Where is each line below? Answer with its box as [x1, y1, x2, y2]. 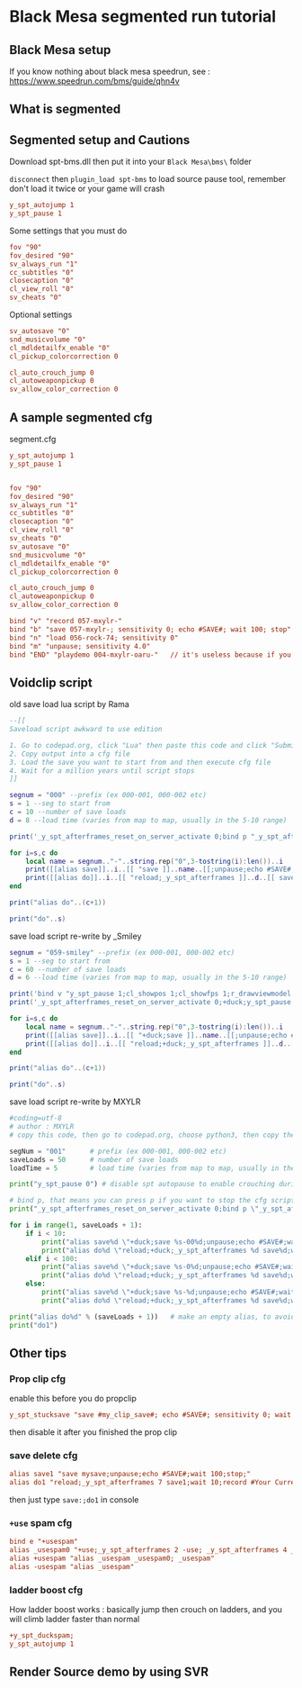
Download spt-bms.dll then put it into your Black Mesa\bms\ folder [9, 156, 252, 168]
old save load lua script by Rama [9, 699, 130, 710]
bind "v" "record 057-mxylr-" [9, 617, 123, 626]
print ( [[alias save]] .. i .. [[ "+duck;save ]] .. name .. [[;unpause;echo [25, 1030, 288, 1039]
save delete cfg [9, 1449, 78, 1462]
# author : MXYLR [9, 1122, 75, 1131]
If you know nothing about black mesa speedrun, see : [9, 66, 211, 77]
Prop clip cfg [9, 1372, 66, 1384]
